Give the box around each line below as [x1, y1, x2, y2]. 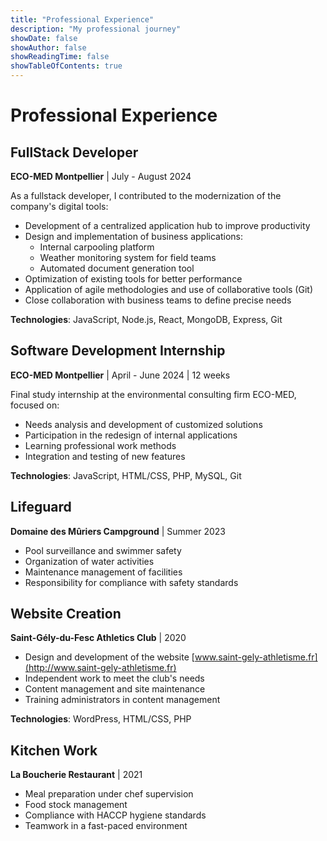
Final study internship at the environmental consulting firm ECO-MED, [10, 388, 297, 400]
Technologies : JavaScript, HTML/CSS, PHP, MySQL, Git [10, 469, 242, 481]
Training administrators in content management [24, 694, 221, 706]
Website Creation [10, 606, 122, 623]
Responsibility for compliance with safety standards [24, 576, 239, 588]
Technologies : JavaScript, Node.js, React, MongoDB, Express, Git [10, 314, 283, 325]
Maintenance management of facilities [24, 566, 183, 578]
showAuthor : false [10, 42, 87, 53]
